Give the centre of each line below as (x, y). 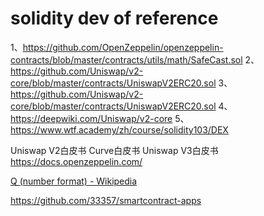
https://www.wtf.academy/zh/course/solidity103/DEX (119, 129)
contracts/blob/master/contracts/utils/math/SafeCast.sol (126, 59)
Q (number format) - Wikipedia (74, 181)
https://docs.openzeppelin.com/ (76, 161)
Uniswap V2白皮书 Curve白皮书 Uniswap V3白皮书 (114, 150)
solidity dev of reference (114, 18)
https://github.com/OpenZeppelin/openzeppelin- (123, 47)
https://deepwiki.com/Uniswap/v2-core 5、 (100, 118)
